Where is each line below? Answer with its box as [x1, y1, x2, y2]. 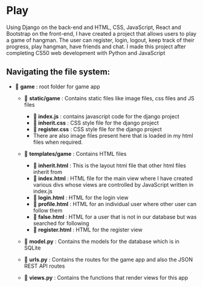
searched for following [33, 219, 89, 227]
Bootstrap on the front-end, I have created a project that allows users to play [6, 30, 197, 37]
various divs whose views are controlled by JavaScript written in [33, 181, 194, 188]
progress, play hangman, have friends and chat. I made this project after [6, 43, 186, 50]
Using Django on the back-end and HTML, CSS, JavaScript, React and [6, 24, 181, 31]
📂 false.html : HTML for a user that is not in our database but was [33, 213, 197, 221]
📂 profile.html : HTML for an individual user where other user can [33, 200, 197, 207]
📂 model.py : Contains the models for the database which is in [24, 237, 180, 245]
